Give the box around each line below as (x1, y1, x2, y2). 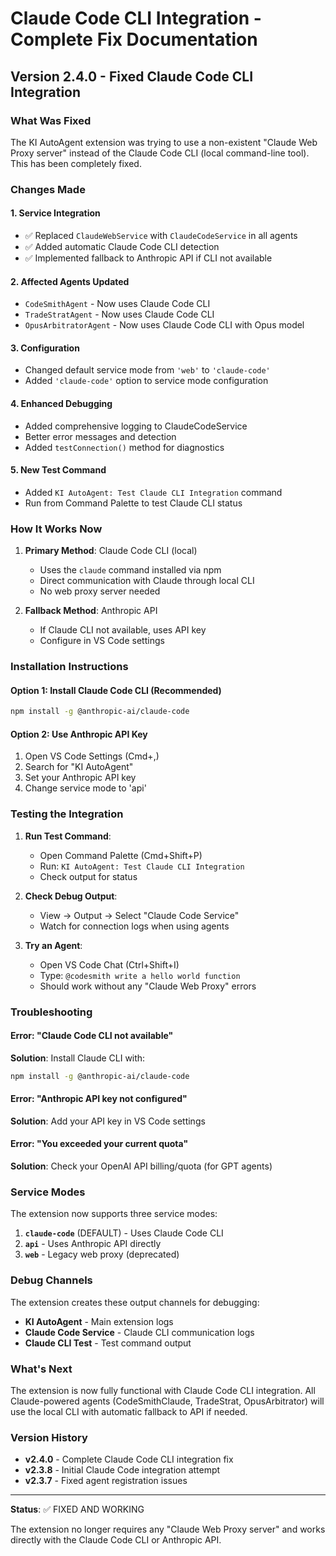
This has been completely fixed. (10, 157, 142, 169)
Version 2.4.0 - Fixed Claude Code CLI (10, 68, 254, 85)
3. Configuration (10, 342, 80, 354)
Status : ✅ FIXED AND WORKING (10, 1503, 145, 1516)
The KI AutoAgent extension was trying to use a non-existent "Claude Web (10, 136, 318, 148)
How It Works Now (10, 522, 103, 536)
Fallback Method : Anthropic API (24, 605, 158, 617)
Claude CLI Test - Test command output (24, 1337, 192, 1349)
